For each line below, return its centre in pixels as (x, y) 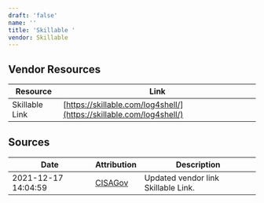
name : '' (22, 23)
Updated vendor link (182, 178)
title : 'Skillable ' (42, 30)
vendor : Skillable (38, 37)
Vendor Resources (55, 69)
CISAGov (112, 183)
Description (198, 164)
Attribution (116, 164)
